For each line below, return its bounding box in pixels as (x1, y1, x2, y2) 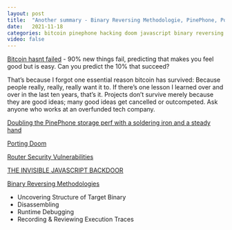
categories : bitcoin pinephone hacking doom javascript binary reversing (7, 29, 224, 37)
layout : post (7, 10, 45, 17)
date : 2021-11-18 (7, 23, 64, 30)
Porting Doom (7, 139, 47, 148)
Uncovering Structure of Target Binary (17, 193, 126, 202)
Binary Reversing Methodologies (7, 179, 100, 188)
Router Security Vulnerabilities (7, 153, 94, 161)
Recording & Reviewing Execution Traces (17, 215, 135, 224)
